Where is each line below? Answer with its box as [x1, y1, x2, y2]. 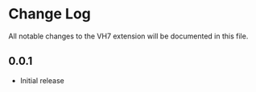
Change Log [8, 5, 91, 23]
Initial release [19, 75, 64, 85]
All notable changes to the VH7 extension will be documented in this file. [8, 31, 249, 41]
